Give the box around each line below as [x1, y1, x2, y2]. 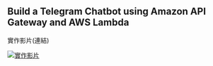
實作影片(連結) [7, 36, 50, 44]
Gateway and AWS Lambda [7, 17, 129, 29]
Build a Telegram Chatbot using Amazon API [7, 6, 207, 18]
